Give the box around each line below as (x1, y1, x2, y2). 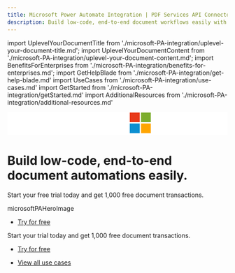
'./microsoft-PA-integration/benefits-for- (90, 61, 206, 69)
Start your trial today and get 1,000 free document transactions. (7, 231, 191, 240)
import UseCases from (52, 75, 118, 84)
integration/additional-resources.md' (7, 98, 113, 106)
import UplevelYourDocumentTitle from (7, 38, 120, 47)
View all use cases (17, 258, 71, 267)
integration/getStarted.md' (7, 91, 84, 99)
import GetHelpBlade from (56, 68, 132, 77)
